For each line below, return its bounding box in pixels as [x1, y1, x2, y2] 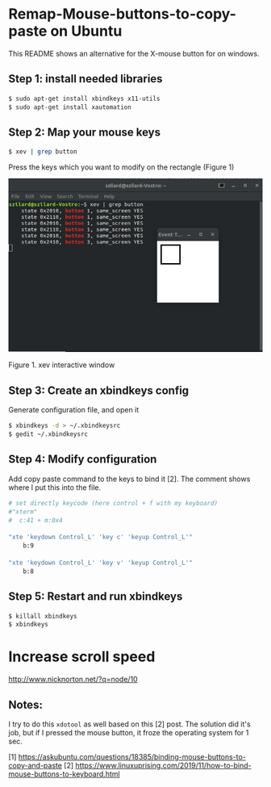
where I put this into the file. [8, 482, 102, 492]
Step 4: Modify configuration [8, 453, 157, 467]
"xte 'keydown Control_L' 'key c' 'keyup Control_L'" [8, 534, 194, 542]
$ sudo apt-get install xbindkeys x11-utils [8, 94, 161, 103]
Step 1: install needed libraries [8, 72, 163, 86]
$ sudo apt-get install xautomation [8, 103, 131, 111]
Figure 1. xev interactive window [8, 360, 115, 370]
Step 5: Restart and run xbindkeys [8, 590, 183, 604]
